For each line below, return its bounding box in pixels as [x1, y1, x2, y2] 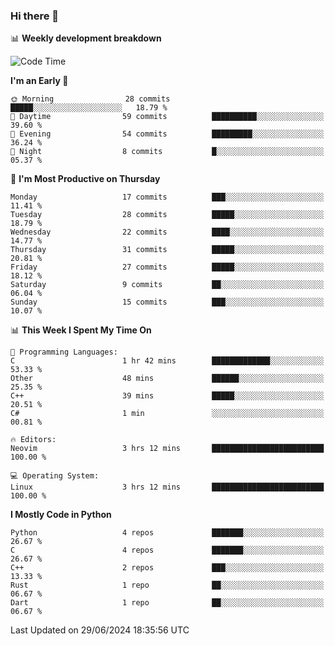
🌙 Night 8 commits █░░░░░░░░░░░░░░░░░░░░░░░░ [10, 147, 325, 157]
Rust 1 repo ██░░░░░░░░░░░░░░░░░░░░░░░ [10, 580, 325, 591]
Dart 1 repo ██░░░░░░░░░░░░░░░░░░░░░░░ [10, 598, 325, 608]
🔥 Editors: [10, 435, 57, 445]
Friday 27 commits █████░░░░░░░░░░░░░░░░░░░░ [10, 262, 325, 273]
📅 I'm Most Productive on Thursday [10, 173, 161, 185]
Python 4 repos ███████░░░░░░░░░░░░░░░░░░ [10, 528, 325, 538]
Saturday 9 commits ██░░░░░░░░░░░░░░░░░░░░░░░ [10, 280, 325, 290]
